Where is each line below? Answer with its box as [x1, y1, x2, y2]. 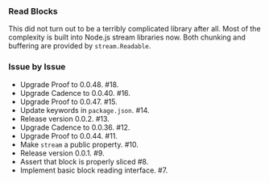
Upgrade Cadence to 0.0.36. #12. [19, 123, 130, 132]
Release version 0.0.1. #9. [19, 148, 105, 158]
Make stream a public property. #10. [19, 139, 139, 149]
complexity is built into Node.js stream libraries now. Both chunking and [8, 32, 246, 42]
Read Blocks [8, 6, 58, 17]
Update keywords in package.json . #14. [19, 105, 151, 114]
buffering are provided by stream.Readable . [8, 41, 151, 51]
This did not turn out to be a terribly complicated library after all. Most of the [8, 24, 261, 34]
